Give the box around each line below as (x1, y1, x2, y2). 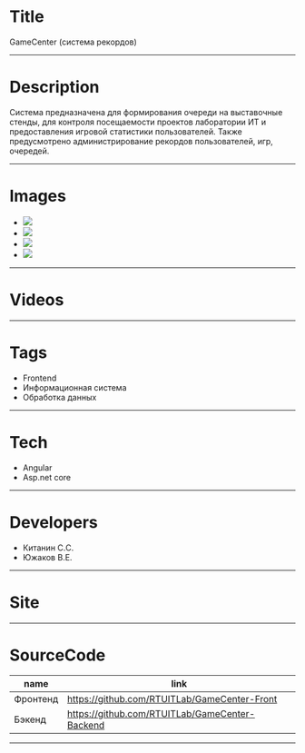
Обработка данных (22, 391, 97, 402)
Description (9, 77, 100, 97)
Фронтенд (14, 693, 59, 706)
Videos (9, 290, 64, 310)
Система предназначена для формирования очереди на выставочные (9, 106, 283, 117)
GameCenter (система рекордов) (9, 36, 138, 47)
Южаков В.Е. (22, 551, 73, 562)
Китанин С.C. (22, 542, 74, 553)
